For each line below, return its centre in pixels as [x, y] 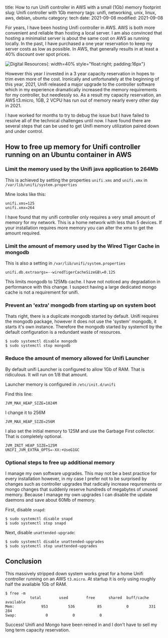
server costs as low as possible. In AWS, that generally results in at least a [82, 49]
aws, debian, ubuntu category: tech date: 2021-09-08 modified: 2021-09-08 [84, 18]
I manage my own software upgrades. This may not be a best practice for [81, 473]
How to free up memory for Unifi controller [73, 147]
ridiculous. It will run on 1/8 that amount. [47, 374]
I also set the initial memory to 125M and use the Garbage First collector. [80, 431]
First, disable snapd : [25, 509]
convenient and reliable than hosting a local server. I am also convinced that [83, 33]
